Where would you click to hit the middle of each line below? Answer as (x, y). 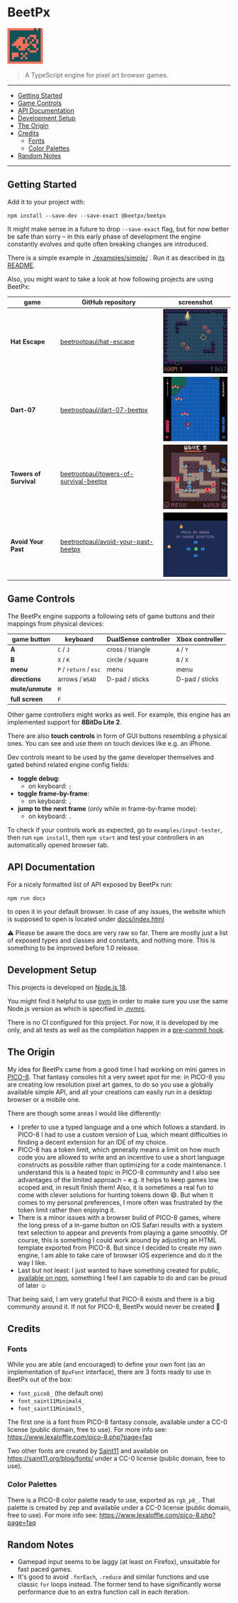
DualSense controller (138, 639)
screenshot (195, 302)
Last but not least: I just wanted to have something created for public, (119, 1270)
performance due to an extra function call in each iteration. (103, 1592)
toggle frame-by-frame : (53, 794)
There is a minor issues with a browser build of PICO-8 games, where (119, 1217)
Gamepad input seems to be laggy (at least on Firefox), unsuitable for (119, 1562)
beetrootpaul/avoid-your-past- (107, 542)
